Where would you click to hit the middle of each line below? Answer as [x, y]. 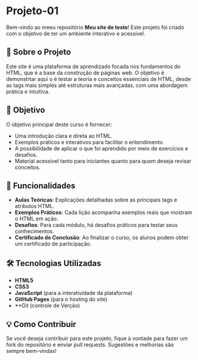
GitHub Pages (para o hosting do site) [61, 299]
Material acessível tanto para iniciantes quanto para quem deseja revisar [103, 161]
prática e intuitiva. [28, 91]
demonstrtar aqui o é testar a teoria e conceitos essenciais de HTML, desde [98, 79]
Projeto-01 [33, 11]
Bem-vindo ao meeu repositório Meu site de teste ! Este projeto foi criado [95, 27]
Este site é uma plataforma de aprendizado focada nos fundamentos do [93, 66]
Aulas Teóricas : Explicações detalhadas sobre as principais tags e [96, 200]
